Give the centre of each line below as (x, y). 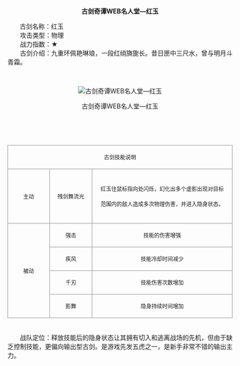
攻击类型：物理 (42, 35)
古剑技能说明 (120, 158)
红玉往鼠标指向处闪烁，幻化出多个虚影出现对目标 (162, 189)
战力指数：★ (39, 44)
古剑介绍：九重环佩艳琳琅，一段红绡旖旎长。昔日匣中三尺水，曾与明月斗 (126, 53)
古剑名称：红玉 (42, 26)
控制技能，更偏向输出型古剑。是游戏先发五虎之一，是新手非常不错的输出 (120, 346)
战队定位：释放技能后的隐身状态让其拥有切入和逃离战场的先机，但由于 (123, 337)
